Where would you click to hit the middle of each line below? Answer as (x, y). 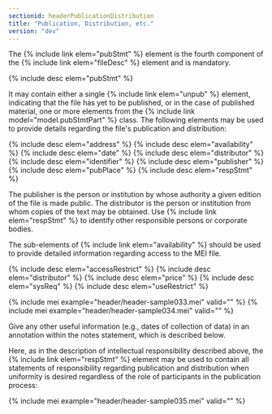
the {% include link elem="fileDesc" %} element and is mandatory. (120, 63)
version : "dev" (34, 31)
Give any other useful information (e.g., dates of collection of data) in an (129, 326)
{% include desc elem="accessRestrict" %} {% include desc (110, 270)
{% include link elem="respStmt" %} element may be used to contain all (129, 360)
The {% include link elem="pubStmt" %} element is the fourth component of (136, 54)
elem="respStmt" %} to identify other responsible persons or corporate (128, 221)
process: (23, 386)
